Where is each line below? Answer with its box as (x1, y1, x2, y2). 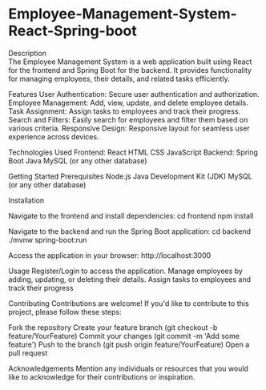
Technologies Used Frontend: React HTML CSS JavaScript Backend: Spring (8, 147, 259, 157)
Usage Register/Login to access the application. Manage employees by (8, 266, 243, 275)
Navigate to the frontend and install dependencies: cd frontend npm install (8, 211, 254, 220)
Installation (8, 195, 45, 205)
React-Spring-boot (8, 22, 138, 40)
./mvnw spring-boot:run (8, 235, 87, 244)
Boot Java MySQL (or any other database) (8, 155, 147, 165)
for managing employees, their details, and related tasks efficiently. (8, 74, 230, 83)
